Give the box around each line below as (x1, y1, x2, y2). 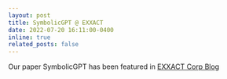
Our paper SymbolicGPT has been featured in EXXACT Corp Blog (8, 62, 220, 71)
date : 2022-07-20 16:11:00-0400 (8, 26, 114, 34)
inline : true (8, 33, 51, 41)
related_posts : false (8, 41, 79, 48)
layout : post (8, 11, 51, 20)
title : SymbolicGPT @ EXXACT (8, 19, 104, 27)
